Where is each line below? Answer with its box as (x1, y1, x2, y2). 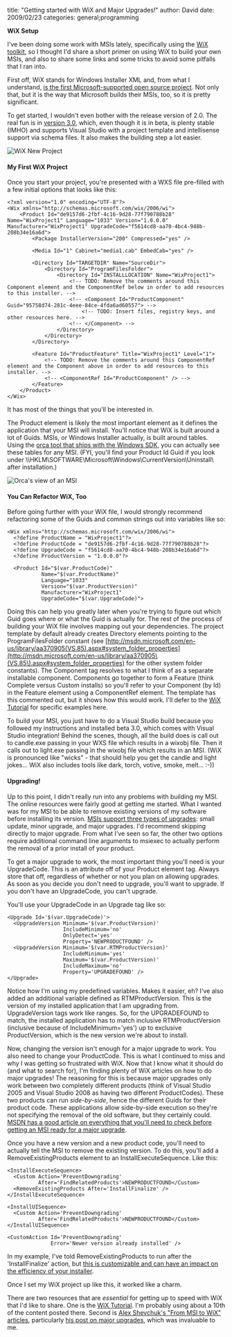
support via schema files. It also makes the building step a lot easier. (7, 133, 202, 142)
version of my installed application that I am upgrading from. (7, 1001, 179, 1010)
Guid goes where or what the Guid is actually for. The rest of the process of (7, 615, 223, 623)
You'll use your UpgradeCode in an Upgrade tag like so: (7, 900, 166, 908)
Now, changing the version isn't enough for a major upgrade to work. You (7, 1044, 217, 1053)
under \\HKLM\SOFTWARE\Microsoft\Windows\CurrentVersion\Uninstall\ (7, 456, 214, 464)
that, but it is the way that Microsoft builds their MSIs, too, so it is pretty (7, 90, 211, 99)
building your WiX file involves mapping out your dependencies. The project (7, 622, 224, 631)
